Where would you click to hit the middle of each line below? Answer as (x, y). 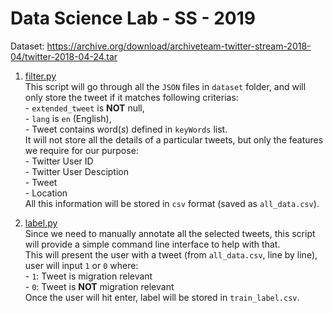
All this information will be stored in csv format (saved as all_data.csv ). (172, 203)
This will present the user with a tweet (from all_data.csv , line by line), (171, 254)
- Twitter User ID (59, 161)
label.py (41, 223)
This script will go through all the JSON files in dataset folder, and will (165, 86)
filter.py (40, 76)
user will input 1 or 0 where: (81, 265)
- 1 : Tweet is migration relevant (88, 276)
